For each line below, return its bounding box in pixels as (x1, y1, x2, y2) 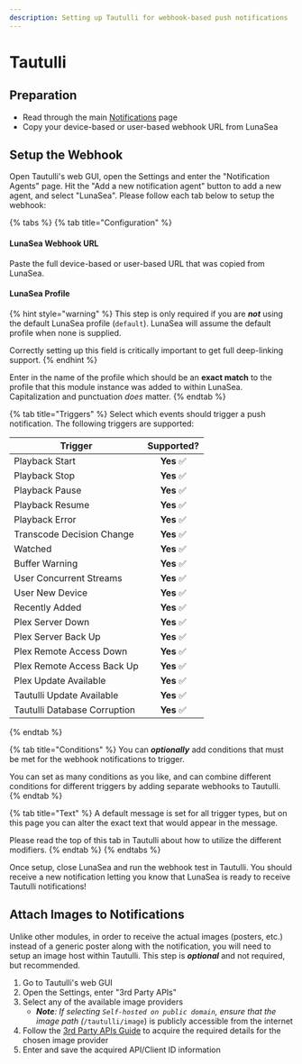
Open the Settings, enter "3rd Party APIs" (22, 987, 178, 997)
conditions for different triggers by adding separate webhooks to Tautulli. (9, 780, 281, 791)
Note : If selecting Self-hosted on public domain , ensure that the (35, 1005, 277, 1016)
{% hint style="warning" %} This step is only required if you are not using (9, 308, 284, 319)
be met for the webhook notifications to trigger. (9, 753, 185, 764)
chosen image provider (22, 1034, 109, 1045)
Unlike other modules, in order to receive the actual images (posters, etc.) (9, 931, 284, 941)
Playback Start (14, 454, 77, 467)
